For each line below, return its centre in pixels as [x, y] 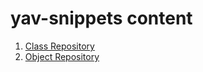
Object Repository [62, 56]
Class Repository [59, 46]
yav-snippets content [101, 18]
